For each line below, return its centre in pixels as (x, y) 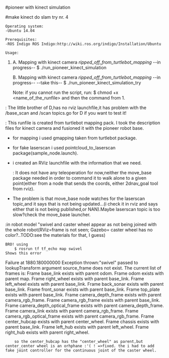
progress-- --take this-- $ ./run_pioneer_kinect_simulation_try (77, 83)
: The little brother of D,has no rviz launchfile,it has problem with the (76, 108)
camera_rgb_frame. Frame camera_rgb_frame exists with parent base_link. (83, 300)
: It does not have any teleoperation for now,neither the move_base (82, 173)
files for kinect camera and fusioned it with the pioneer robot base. (75, 128)
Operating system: (24, 26)
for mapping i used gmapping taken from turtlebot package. (75, 138)
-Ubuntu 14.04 (20, 31)
